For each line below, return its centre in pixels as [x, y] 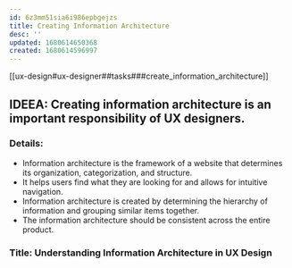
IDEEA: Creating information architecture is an [141, 104]
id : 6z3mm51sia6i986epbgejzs [63, 17]
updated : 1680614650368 [54, 42]
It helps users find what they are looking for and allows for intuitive [145, 182]
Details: [26, 144]
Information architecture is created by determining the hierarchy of [145, 201]
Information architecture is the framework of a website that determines [152, 163]
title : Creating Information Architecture [89, 26]
